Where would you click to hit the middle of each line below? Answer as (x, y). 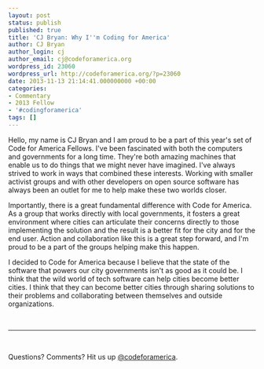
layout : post (29, 15)
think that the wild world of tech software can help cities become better (124, 279)
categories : (27, 88)
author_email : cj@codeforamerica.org (70, 60)
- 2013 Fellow (31, 103)
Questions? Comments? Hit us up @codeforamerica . (93, 356)
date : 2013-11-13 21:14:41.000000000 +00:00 (82, 81)
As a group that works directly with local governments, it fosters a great (124, 214)
